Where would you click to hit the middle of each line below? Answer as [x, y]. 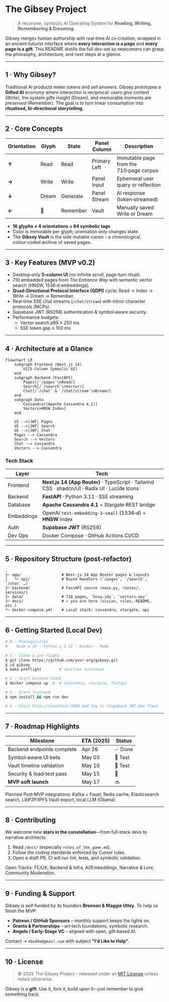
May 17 [91, 782]
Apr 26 [90, 749]
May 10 [91, 765]
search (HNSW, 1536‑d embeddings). [51, 286]
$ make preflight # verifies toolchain [55, 670]
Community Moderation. [30, 873]
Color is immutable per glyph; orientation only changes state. [76, 231]
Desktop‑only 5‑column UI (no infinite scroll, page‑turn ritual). [77, 275]
